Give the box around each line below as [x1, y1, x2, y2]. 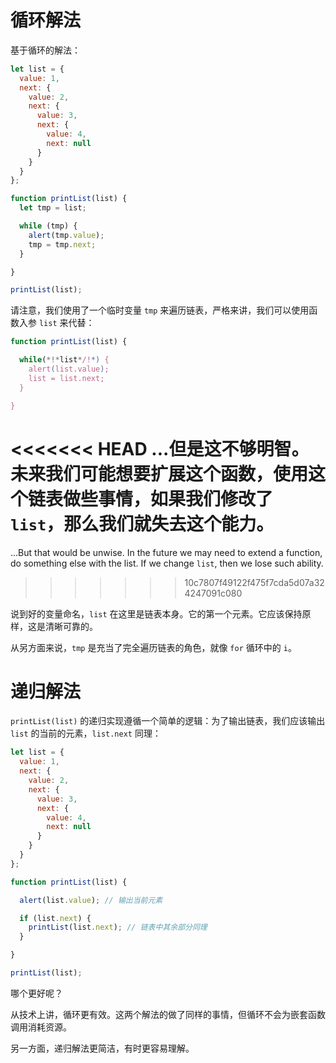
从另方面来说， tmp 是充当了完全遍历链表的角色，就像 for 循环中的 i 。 [10, 641, 297, 653]
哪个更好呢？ [10, 987, 63, 999]
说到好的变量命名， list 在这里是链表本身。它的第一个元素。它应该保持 [10, 607, 303, 620]
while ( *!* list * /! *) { [19, 355, 110, 365]
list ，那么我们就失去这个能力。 [10, 512, 275, 535]
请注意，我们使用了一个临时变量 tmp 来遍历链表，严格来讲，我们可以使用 [10, 304, 310, 316]
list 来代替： [38, 317, 95, 329]
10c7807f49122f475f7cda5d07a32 [184, 576, 325, 588]
